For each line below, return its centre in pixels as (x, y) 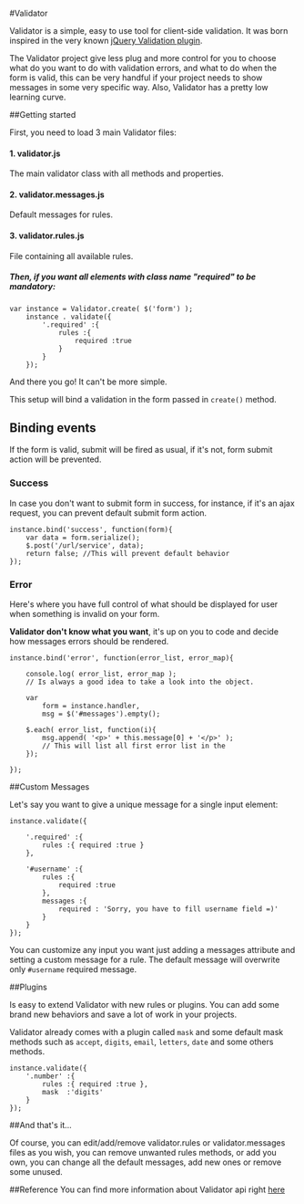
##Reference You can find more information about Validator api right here (147, 1189)
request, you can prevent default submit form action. (108, 513)
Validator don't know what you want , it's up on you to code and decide (144, 631)
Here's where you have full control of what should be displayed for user (144, 604)
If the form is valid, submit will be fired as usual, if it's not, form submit (141, 450)
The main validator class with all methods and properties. (117, 173)
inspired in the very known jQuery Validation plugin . (106, 41)
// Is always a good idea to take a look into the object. (140, 682)
